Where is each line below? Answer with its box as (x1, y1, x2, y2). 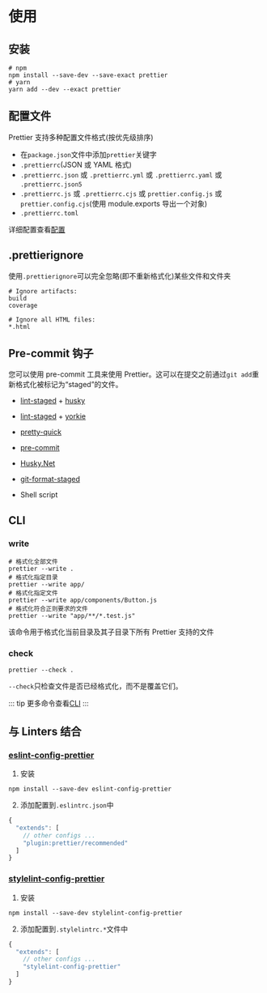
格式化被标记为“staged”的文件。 (15, 380, 123, 390)
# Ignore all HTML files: (8, 315, 95, 324)
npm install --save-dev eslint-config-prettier (8, 785, 172, 794)
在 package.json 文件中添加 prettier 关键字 (19, 149, 157, 159)
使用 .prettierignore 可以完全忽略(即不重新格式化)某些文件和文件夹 (8, 271, 231, 280)
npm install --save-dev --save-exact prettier (8, 71, 168, 79)
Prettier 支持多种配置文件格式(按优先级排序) (8, 132, 154, 142)
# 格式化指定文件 (8, 589, 58, 598)
